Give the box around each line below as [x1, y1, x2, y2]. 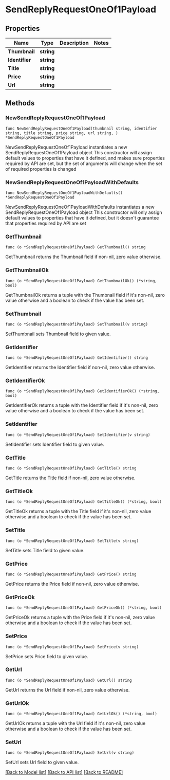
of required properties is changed [5, 166, 77, 172]
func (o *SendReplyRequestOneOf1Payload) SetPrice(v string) [5, 644, 139, 649]
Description [60, 40, 89, 46]
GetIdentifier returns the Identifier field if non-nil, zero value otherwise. [5, 364, 155, 371]
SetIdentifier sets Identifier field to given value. [5, 441, 104, 447]
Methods [5, 99, 35, 107]
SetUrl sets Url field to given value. [5, 759, 79, 766]
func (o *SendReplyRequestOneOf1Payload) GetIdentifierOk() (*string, [5, 389, 160, 394]
